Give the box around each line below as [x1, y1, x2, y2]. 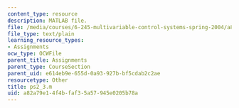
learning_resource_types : [7, 37, 84, 44]
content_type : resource [7, 10, 78, 18]
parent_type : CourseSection [7, 63, 91, 70]
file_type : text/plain [7, 30, 75, 38]
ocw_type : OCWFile [7, 50, 62, 58]
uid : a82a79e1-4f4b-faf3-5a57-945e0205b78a [7, 90, 139, 97]
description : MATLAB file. [7, 17, 87, 24]
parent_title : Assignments [7, 57, 87, 64]
